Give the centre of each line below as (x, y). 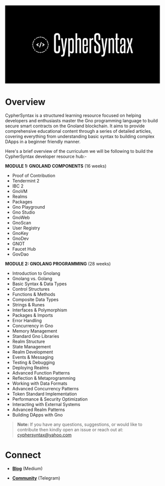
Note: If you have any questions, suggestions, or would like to (80, 424)
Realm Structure (28, 341)
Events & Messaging (33, 357)
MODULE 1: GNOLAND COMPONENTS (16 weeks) (56, 166)
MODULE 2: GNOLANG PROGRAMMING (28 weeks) (58, 264)
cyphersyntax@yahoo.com (44, 435)
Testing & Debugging (33, 363)
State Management (31, 347)
